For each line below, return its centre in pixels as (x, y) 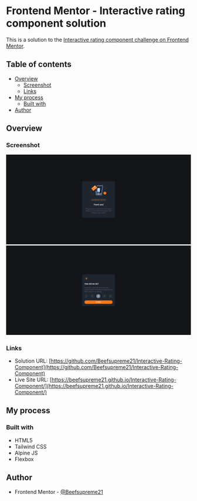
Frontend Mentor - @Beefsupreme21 (59, 492)
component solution (56, 23)
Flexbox (24, 459)
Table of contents (39, 64)
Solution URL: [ (33, 361)
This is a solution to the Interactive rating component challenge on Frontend (98, 39)
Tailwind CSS (30, 446)
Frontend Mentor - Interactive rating (96, 11)
